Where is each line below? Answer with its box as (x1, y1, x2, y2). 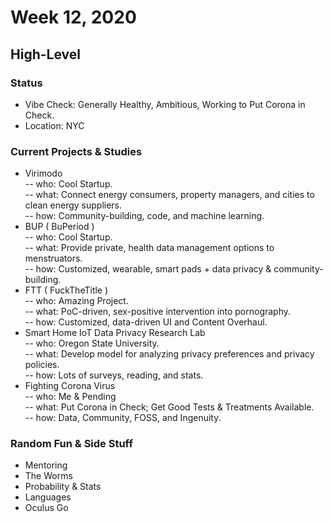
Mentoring (24, 459, 68, 471)
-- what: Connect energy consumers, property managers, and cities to (24, 189, 315, 201)
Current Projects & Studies (10, 144, 143, 158)
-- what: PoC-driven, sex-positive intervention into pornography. (24, 306, 292, 318)
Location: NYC (24, 119, 85, 131)
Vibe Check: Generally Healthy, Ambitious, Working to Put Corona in (24, 98, 306, 110)
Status (10, 76, 43, 90)
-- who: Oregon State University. (24, 337, 160, 350)
